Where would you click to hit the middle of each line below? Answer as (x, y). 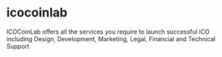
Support (18, 46)
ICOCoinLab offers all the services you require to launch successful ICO (108, 32)
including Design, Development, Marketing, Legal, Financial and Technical (111, 38)
